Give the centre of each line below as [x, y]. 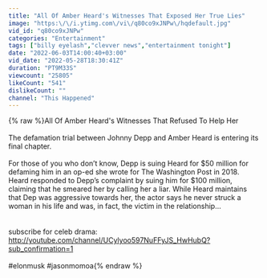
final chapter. [30, 146]
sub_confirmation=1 [41, 249]
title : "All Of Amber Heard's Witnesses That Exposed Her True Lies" [127, 16]
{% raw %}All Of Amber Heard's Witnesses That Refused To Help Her [123, 121]
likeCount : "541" [37, 83]
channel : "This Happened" [51, 98]
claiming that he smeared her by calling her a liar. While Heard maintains [127, 189]
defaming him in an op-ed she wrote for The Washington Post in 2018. [124, 172]
